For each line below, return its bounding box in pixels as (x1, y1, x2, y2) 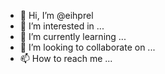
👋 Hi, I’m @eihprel (19, 10, 94, 21)
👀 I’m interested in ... (19, 20, 105, 32)
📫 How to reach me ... (19, 53, 113, 64)
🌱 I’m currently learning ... (19, 31, 127, 42)
